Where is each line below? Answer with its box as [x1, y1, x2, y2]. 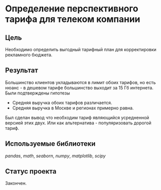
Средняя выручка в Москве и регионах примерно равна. [12, 105, 134, 111]
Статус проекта [5, 167, 57, 176]
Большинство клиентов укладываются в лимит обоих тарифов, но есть [5, 79, 156, 85]
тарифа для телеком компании [5, 13, 140, 25]
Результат [5, 66, 39, 75]
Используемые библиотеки [5, 140, 96, 148]
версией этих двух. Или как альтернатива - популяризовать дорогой [5, 120, 152, 126]
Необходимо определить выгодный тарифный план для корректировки [5, 47, 157, 52]
